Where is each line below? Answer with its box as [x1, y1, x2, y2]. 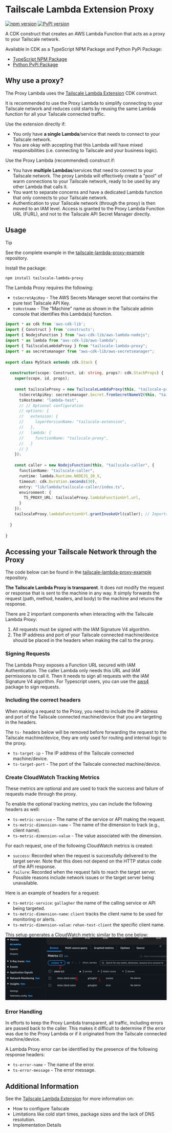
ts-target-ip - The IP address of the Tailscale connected [12, 750, 134, 756]
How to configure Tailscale [12, 1106, 70, 1112]
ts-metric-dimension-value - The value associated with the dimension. [12, 833, 163, 839]
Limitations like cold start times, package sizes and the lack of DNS [12, 1111, 155, 1117]
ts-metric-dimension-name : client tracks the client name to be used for [12, 911, 163, 917]
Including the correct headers [5, 696, 81, 704]
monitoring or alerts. [12, 916, 56, 923]
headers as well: [5, 806, 40, 813]
